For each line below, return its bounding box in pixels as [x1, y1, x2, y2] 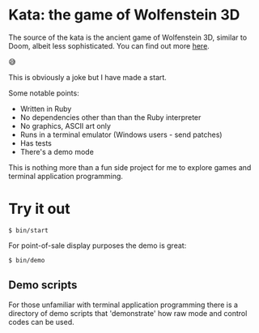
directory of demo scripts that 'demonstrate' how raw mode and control [8, 308, 248, 318]
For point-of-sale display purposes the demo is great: [8, 241, 187, 250]
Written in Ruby [19, 104, 72, 113]
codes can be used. [8, 317, 74, 327]
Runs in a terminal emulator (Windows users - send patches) [19, 130, 223, 139]
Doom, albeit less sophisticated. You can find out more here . [8, 41, 210, 50]
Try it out [8, 200, 70, 218]
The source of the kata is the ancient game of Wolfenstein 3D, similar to [8, 32, 248, 42]
